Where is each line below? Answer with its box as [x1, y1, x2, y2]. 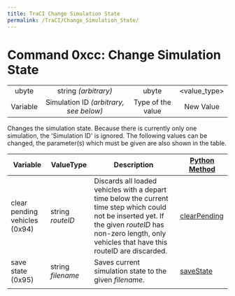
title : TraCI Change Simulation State [7, 10, 120, 17]
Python [190, 155, 215, 165]
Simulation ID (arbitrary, [45, 97, 124, 107]
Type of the [133, 97, 171, 107]
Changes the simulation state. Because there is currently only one [7, 124, 197, 133]
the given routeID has [94, 220, 164, 230]
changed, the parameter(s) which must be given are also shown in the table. [7, 139, 227, 148]
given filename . [94, 275, 145, 285]
